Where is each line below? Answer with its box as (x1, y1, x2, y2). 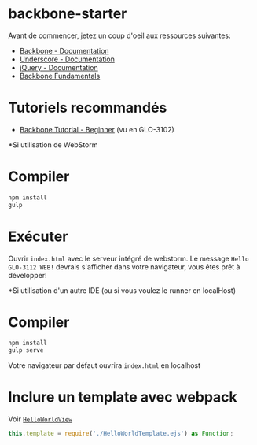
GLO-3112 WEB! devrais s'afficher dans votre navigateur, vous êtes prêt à (8, 261, 240, 272)
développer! (8, 270, 47, 280)
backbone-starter (8, 5, 127, 23)
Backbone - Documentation (19, 46, 109, 55)
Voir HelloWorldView (8, 414, 73, 424)
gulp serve (8, 347, 44, 354)
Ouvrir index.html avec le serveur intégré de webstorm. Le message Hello (8, 254, 249, 263)
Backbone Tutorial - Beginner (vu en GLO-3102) (19, 124, 174, 134)
